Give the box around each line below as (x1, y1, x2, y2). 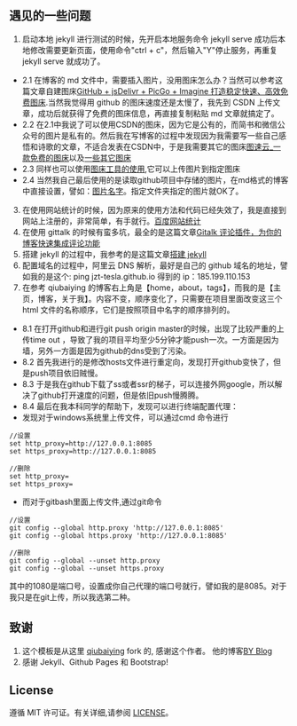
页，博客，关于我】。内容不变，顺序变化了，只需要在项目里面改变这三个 (21, 293, 283, 304)
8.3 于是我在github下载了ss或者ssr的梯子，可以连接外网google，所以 (21, 378, 275, 389)
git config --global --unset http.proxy (9, 556, 161, 565)
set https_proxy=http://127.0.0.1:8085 (9, 446, 157, 455)
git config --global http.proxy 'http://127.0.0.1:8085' (9, 523, 224, 533)
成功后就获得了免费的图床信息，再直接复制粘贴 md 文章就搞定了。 (37, 107, 279, 118)
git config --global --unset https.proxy (9, 564, 165, 572)
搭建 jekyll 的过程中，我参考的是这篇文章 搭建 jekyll (21, 249, 207, 259)
